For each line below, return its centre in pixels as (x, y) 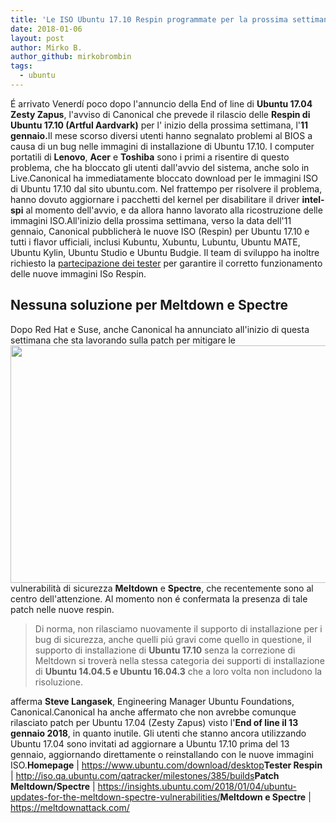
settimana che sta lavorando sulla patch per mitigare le (123, 340)
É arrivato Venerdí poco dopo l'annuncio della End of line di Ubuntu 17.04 (161, 103)
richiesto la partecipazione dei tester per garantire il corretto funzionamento (166, 263)
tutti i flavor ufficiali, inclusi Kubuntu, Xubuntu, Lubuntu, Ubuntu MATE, (155, 242)
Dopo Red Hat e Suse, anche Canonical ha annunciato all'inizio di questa (160, 329)
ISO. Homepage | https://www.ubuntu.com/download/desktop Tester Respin (166, 765)
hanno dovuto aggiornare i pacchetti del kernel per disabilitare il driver (155, 199)
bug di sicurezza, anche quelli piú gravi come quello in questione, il (173, 639)
